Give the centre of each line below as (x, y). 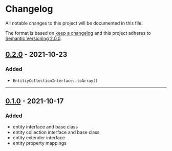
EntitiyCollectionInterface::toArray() (55, 81)
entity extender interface (39, 138)
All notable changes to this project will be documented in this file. (74, 23)
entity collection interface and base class (56, 132)
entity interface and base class (45, 127)
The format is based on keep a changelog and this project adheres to (78, 33)
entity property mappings (39, 143)
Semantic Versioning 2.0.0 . (34, 38)
